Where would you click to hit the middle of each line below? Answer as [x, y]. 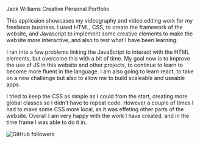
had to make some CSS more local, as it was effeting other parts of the [95, 109]
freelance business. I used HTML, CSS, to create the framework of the [95, 27]
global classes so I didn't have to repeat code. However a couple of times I [100, 103]
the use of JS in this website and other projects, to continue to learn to [95, 65]
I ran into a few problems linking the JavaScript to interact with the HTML [98, 52]
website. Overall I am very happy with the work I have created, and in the [98, 116]
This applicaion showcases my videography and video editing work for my [100, 20]
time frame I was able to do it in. [47, 122]
